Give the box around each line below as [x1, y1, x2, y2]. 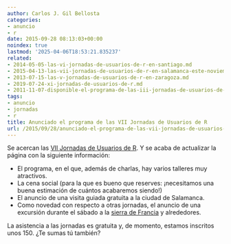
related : [7, 55, 32, 62]
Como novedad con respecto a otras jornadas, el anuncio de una [16, 201, 201, 210]
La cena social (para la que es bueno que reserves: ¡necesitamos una [16, 179, 214, 188]
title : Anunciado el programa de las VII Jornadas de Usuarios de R [7, 118, 208, 126]
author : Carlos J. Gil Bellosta [7, 10, 100, 17]
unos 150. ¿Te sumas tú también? [7, 229, 101, 237]
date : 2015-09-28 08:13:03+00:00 [7, 36, 103, 43]
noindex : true [7, 42, 48, 49]
